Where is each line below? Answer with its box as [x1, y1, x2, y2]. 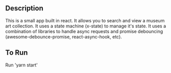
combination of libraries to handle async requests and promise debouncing [5, 28, 163, 34]
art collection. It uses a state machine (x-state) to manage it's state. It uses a [5, 23, 166, 29]
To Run [5, 48, 28, 57]
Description [5, 4, 43, 13]
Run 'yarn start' [5, 62, 38, 68]
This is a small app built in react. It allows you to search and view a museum [5, 17, 165, 23]
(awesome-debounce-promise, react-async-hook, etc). [5, 33, 123, 40]
